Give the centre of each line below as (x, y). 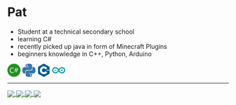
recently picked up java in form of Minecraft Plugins (92, 46)
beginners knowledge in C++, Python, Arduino (85, 54)
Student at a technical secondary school (76, 31)
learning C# (34, 38)
